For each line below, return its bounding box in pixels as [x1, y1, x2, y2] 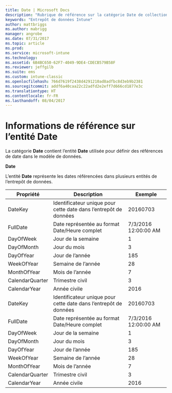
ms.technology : [5, 55, 38, 60]
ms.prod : [5, 46, 24, 51]
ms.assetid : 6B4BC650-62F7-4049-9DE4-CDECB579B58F [5, 60, 116, 65]
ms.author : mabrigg [5, 27, 47, 32]
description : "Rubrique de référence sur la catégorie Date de [5, 12, 143, 17]
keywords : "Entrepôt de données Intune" [5, 17, 93, 22]
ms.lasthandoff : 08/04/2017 [5, 98, 66, 103]
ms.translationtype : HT [5, 88, 56, 94]
